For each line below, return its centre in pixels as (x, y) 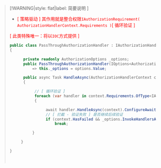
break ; (61, 124)
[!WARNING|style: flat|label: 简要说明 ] (49, 8)
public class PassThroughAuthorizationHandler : (61, 45)
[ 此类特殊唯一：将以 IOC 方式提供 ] (45, 36)
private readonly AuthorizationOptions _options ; (76, 59)
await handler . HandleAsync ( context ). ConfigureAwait (101, 110)
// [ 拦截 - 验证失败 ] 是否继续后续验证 (84, 114)
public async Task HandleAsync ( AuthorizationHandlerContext (87, 77)
